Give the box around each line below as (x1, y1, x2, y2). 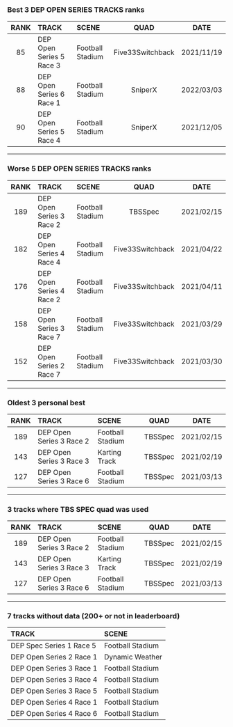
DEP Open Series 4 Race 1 (10, 698, 98, 708)
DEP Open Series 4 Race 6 (10, 709, 98, 719)
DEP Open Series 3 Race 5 (10, 686, 98, 696)
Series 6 (37, 89, 65, 99)
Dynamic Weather (103, 652, 163, 662)
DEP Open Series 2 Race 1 (10, 652, 98, 662)
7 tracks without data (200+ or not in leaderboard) (7, 611, 180, 621)
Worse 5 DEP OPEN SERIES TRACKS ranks (7, 164, 152, 173)
